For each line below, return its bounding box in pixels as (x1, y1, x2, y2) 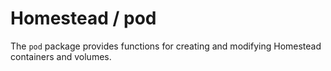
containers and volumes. (10, 50, 112, 62)
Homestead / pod (10, 7, 157, 30)
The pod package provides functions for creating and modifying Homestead (10, 40, 322, 52)
